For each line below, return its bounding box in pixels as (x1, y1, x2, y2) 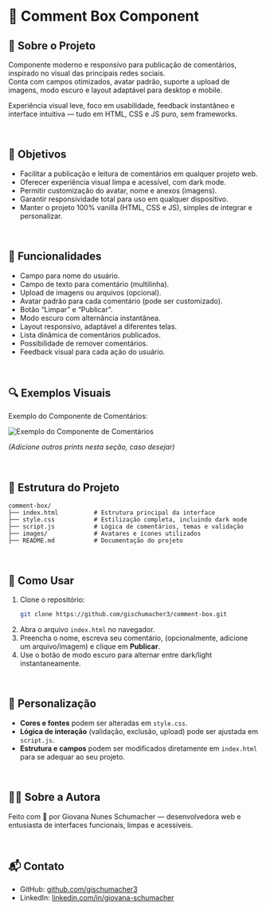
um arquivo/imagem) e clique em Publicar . (19, 641, 161, 651)
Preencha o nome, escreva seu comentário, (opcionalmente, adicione (19, 633, 248, 642)
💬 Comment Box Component (8, 7, 200, 25)
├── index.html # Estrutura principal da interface (8, 509, 216, 517)
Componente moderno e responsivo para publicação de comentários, (8, 60, 237, 69)
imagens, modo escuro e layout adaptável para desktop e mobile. (8, 85, 223, 95)
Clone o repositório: (19, 595, 85, 604)
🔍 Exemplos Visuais (8, 386, 111, 400)
